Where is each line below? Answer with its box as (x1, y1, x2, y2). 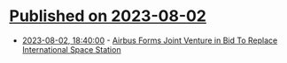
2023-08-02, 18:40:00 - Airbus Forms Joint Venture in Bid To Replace (21, 35, 278, 45)
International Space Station (21, 44, 121, 54)
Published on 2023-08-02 (9, 6, 206, 26)
